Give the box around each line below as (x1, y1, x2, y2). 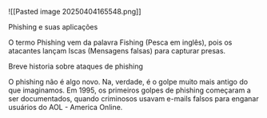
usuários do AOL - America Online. (8, 103, 123, 112)
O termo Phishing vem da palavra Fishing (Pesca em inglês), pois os (8, 37, 233, 47)
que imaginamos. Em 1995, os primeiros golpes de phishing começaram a (8, 85, 252, 95)
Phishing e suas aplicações (8, 22, 98, 31)
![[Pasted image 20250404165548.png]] (8, 7, 141, 16)
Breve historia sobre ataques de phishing (8, 61, 144, 71)
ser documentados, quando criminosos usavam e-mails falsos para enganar (8, 94, 259, 103)
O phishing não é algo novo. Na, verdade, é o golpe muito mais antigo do (8, 77, 249, 86)
